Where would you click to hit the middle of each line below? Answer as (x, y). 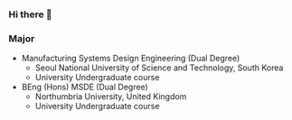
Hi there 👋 (31, 14)
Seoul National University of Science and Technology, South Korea (159, 68)
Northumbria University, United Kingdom (111, 97)
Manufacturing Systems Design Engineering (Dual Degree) (131, 59)
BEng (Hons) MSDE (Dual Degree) (85, 87)
